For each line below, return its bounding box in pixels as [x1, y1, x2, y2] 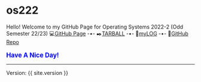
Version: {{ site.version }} [6, 69, 69, 76]
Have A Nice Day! [6, 51, 59, 59]
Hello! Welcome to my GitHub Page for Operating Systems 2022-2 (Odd [6, 23, 184, 30]
